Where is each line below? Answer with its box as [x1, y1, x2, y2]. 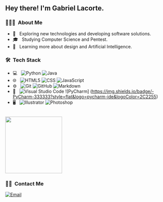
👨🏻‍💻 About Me [5, 19, 43, 26]
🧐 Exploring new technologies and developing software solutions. [12, 30, 151, 37]
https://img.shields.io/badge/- [91, 88, 154, 94]
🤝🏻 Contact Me [5, 180, 44, 187]
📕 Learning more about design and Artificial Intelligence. [12, 43, 132, 49]
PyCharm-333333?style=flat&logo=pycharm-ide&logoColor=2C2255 [12, 93, 156, 100]
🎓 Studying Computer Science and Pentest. [12, 36, 107, 42]
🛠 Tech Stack [5, 56, 41, 63]
